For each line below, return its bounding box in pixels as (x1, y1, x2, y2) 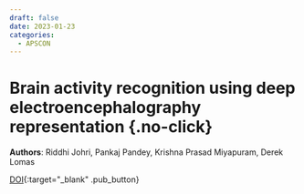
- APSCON (17, 38, 51, 48)
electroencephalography (9, 97, 202, 118)
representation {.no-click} (9, 117, 213, 138)
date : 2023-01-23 (9, 22, 76, 31)
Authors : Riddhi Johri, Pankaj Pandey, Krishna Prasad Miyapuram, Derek (9, 147, 284, 158)
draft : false (9, 13, 59, 23)
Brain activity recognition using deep (9, 78, 296, 98)
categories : (9, 30, 55, 39)
